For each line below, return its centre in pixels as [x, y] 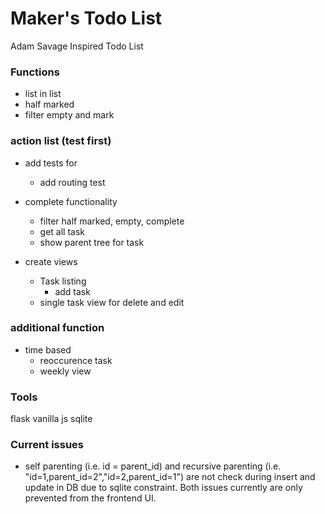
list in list [43, 94]
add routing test [72, 182]
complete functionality [71, 201]
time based [48, 349]
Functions [35, 72]
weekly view [65, 371]
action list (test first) [61, 141]
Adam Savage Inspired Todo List [77, 46]
